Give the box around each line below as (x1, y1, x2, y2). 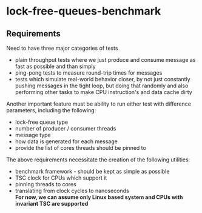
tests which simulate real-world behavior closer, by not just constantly (15, 76, 190, 83)
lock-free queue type (15, 118, 69, 126)
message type (15, 132, 52, 138)
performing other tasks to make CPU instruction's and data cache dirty (15, 89, 192, 95)
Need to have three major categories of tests (6, 44, 118, 52)
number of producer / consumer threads (15, 125, 116, 132)
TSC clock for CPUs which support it (15, 174, 107, 181)
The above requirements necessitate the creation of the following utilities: (6, 156, 190, 163)
